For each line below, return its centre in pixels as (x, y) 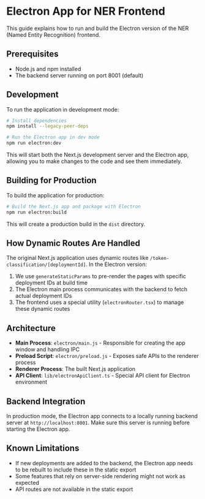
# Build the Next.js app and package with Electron (73, 207)
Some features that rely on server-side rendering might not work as (100, 476)
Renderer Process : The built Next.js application (75, 369)
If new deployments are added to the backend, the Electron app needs (104, 463)
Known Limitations (43, 448)
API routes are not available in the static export (74, 489)
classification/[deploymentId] (46, 265)
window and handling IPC (47, 349)
